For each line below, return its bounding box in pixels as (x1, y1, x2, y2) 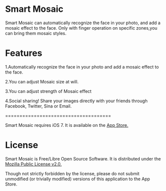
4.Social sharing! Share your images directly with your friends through (5, 98, 148, 104)
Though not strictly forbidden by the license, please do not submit (5, 170, 140, 176)
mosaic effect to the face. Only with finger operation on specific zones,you (5, 25, 158, 31)
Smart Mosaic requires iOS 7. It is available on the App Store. (5, 122, 128, 128)
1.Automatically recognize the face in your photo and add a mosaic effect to (5, 64, 159, 70)
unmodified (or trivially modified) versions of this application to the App (5, 176, 150, 182)
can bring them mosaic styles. (5, 30, 67, 36)
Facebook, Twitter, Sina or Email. (5, 103, 72, 109)
